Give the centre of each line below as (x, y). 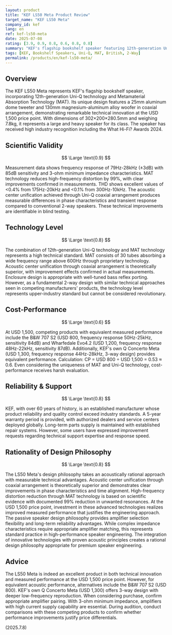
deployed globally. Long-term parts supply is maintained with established (83, 425)
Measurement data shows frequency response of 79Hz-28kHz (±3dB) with (84, 168)
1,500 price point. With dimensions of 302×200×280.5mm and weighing (81, 118)
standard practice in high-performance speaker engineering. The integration (86, 534)
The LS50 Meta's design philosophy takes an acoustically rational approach (85, 474)
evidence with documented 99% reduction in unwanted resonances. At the (84, 502)
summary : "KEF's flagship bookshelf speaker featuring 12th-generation (83, 48)
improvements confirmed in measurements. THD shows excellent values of (84, 184)
